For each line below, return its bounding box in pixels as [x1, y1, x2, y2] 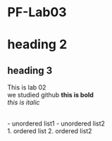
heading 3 [7, 64, 53, 76]
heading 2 [7, 37, 68, 53]
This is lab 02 [7, 83, 46, 92]
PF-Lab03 [7, 4, 67, 20]
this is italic [7, 98, 40, 106]
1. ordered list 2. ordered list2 [7, 127, 92, 135]
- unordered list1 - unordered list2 [7, 119, 106, 128]
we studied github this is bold [7, 91, 94, 99]
